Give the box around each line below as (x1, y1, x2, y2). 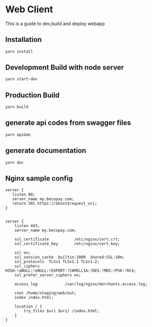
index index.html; (14, 295, 54, 300)
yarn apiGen (5, 132, 31, 137)
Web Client (5, 4, 53, 15)
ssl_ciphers (14, 264, 40, 269)
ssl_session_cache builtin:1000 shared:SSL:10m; (14, 255, 125, 260)
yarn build (5, 104, 29, 110)
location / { (14, 304, 42, 309)
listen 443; (14, 224, 40, 229)
